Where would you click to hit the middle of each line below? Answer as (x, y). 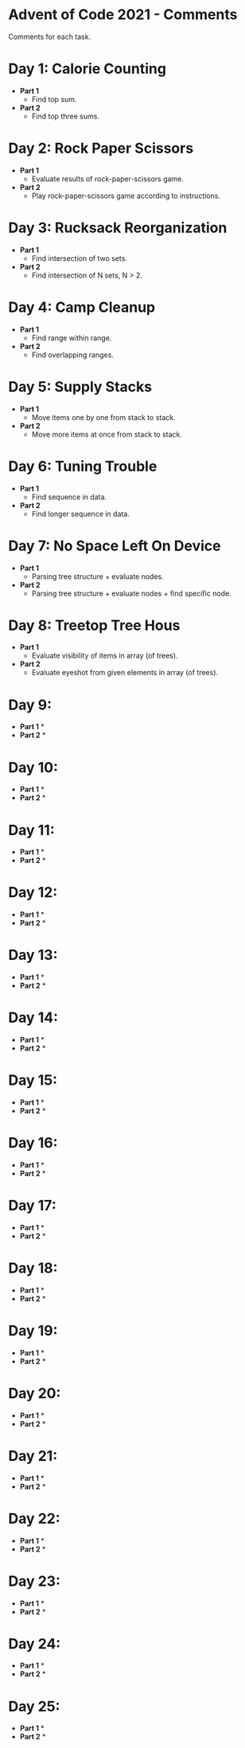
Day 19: (33, 1330)
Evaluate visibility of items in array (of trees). (105, 656)
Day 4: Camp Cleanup (82, 307)
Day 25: (34, 1706)
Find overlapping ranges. (72, 355)
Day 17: (33, 1206)
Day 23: (35, 1581)
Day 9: (30, 705)
